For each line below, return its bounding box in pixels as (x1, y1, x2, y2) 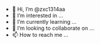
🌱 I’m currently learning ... (12, 18, 77, 25)
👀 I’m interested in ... (12, 12, 64, 19)
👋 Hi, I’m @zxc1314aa (12, 6, 65, 12)
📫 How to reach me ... (12, 32, 68, 38)
